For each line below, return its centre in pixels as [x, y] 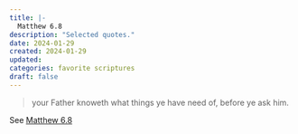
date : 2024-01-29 [42, 43]
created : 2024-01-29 [48, 52]
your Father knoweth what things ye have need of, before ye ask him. [160, 102]
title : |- [28, 18]
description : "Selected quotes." [72, 34]
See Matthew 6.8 [41, 120]
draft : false [34, 77]
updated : [26, 60]
